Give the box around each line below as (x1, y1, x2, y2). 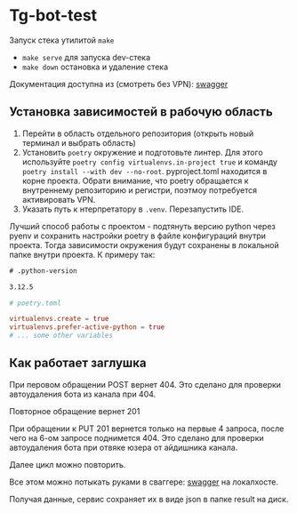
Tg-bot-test (9, 5, 98, 26)
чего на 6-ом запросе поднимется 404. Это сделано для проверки (9, 432, 264, 443)
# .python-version (9, 266, 77, 276)
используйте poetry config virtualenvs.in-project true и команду (21, 156, 278, 167)
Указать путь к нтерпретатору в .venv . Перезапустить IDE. (21, 204, 245, 214)
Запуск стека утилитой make (9, 35, 115, 45)
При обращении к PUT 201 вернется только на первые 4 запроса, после (9, 423, 285, 434)
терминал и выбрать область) (21, 137, 136, 148)
